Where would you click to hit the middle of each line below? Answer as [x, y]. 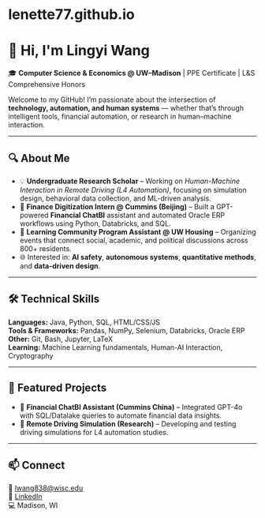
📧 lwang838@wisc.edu [46, 488]
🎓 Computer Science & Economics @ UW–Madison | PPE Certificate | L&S [132, 73]
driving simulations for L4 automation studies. [94, 432]
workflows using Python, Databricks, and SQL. [95, 223]
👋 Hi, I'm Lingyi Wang [79, 51]
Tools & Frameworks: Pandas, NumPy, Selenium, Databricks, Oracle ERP [127, 330]
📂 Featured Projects [58, 388]
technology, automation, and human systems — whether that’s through [126, 108]
